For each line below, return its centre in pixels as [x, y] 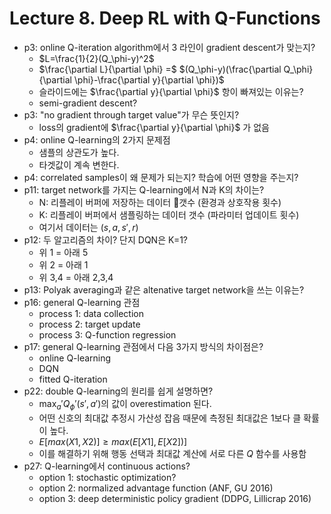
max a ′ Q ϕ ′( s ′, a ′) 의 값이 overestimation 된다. [125, 404]
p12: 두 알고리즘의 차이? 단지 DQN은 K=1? [106, 239]
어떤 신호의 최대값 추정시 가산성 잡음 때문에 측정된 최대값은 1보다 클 [170, 418]
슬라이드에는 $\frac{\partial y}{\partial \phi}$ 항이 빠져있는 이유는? [171, 91]
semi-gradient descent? [88, 103]
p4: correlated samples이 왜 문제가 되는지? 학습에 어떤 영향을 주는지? [161, 177]
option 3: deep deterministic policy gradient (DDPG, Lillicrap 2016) [175, 498]
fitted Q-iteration [73, 379]
